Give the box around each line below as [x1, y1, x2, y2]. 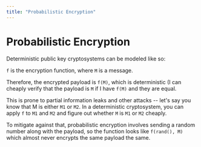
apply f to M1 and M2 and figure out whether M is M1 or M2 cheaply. [6, 109, 167, 117]
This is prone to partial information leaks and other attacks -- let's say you [6, 96, 191, 103]
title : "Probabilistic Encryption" [6, 8, 96, 15]
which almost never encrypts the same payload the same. [6, 134, 151, 141]
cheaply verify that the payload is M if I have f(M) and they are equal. [6, 85, 177, 92]
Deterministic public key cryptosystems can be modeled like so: [6, 55, 166, 62]
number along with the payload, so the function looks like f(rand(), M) [6, 128, 183, 135]
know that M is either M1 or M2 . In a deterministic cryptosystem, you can [6, 103, 183, 110]
